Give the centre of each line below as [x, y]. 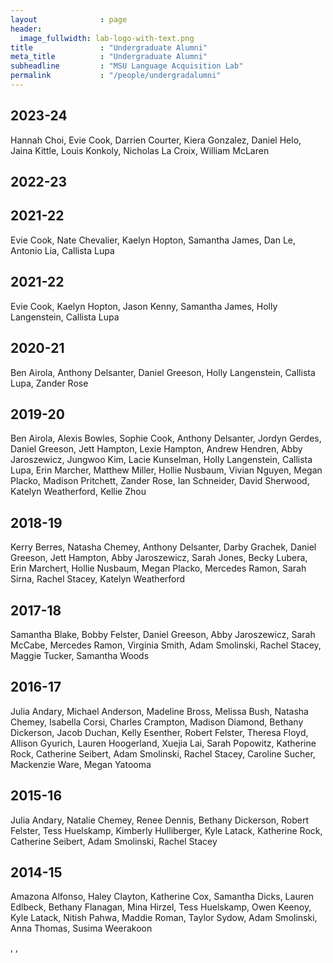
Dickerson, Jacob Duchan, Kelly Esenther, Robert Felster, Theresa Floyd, [159, 732]
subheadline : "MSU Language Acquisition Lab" [127, 66]
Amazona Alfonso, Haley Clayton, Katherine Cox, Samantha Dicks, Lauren [162, 897]
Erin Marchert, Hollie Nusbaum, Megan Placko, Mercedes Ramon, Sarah [158, 568]
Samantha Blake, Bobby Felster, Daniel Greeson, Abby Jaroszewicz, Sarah [163, 634]
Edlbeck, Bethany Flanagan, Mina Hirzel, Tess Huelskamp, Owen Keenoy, [161, 907]
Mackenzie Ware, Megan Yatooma [81, 764]
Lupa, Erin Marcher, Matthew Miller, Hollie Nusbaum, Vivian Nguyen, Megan [166, 470]
